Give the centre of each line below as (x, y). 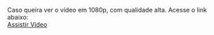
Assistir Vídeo (27, 24)
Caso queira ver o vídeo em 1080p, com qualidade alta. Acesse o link (107, 10)
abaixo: (18, 17)
